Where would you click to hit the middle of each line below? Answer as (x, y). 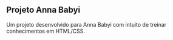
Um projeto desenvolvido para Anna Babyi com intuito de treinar (86, 24)
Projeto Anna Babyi (43, 10)
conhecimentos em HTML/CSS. (46, 31)
